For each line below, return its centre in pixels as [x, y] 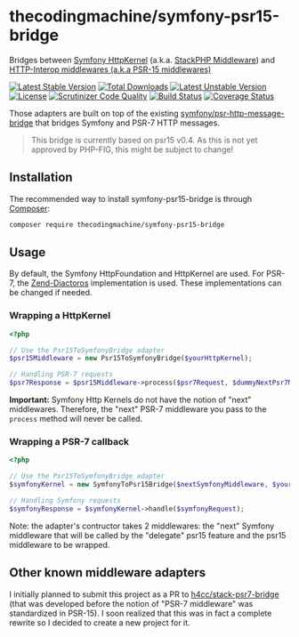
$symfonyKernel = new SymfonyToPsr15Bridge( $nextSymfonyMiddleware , [139, 485]
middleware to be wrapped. [60, 544]
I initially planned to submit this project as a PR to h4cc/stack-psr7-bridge [144, 594]
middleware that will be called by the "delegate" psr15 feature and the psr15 [148, 535]
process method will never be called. [76, 419]
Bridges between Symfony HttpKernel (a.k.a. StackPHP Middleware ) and [142, 60]
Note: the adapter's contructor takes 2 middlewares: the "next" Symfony [142, 526]
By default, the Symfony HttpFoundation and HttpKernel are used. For [137, 274]
